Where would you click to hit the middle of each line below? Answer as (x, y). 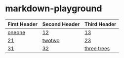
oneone (17, 32)
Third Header (101, 24)
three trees (97, 48)
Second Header (61, 24)
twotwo (51, 40)
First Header (23, 24)
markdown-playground (54, 9)
